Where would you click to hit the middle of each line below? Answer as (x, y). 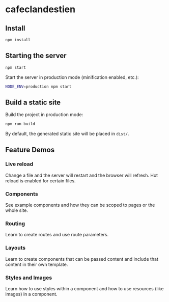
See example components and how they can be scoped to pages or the (80, 205)
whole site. (17, 210)
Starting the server (36, 56)
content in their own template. (37, 264)
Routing (15, 224)
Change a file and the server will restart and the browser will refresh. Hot (82, 175)
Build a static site (33, 102)
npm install (18, 40)
